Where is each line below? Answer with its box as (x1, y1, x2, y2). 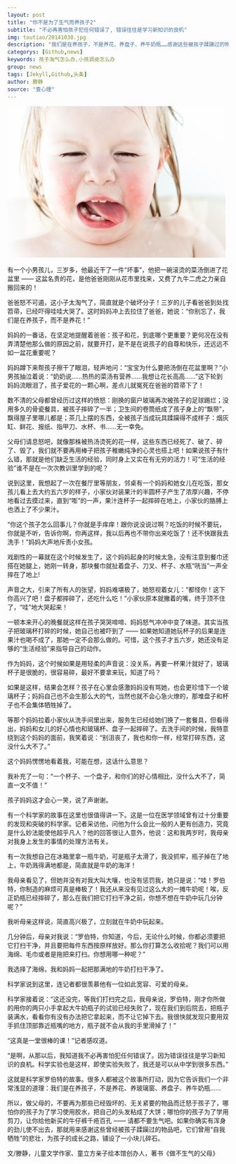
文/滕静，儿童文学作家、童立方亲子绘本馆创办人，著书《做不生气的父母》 (7, 1149, 219, 1158)
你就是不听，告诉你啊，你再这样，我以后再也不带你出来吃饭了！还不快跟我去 (7, 529, 229, 538)
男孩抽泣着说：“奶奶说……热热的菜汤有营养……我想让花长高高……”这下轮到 (7, 372, 223, 380)
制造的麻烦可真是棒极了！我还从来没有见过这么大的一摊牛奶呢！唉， (25, 885, 223, 893)
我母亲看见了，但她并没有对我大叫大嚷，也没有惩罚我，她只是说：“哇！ (7, 876, 214, 884)
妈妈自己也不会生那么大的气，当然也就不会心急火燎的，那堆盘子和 (31, 692, 223, 700)
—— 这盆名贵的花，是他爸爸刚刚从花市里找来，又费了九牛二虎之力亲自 (20, 275, 226, 283)
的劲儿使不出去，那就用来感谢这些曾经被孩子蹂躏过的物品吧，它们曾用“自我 (7, 1125, 226, 1134)
